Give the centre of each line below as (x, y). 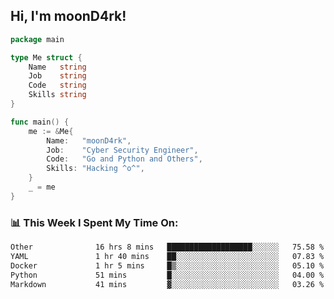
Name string (57, 67)
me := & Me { (51, 131)
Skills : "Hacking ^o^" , (95, 169)
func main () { (40, 122)
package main (37, 39)
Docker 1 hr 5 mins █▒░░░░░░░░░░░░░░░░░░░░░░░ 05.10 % (167, 265)
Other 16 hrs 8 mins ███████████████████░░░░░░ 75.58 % (167, 247)
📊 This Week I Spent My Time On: (94, 222)
